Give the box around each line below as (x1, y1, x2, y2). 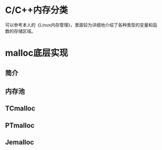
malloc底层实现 (5, 48, 68, 59)
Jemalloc (5, 138, 34, 147)
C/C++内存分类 (5, 4, 68, 16)
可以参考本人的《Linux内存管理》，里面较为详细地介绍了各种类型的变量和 (5, 22, 153, 28)
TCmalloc (5, 104, 36, 113)
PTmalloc (5, 121, 35, 130)
